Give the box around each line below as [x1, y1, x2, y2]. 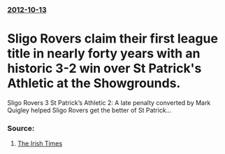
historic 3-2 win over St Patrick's [7, 61, 202, 76]
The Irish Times [17, 139, 63, 148]
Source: [7, 123, 35, 133]
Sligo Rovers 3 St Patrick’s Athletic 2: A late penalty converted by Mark [7, 98, 211, 106]
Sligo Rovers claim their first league [7, 31, 219, 47]
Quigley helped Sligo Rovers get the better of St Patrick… [7, 106, 172, 114]
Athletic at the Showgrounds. [7, 76, 181, 92]
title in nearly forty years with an [7, 45, 201, 62]
